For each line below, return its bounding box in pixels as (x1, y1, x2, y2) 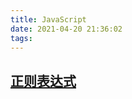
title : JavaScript (10, 14, 87, 25)
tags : (10, 33, 33, 43)
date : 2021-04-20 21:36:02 (10, 24, 123, 34)
